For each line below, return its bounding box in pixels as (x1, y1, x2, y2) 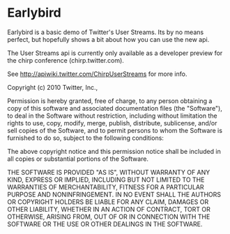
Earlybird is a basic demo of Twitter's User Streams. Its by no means (7, 28, 204, 36)
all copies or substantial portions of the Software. (7, 155, 148, 163)
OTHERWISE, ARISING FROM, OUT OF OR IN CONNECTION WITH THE (7, 212, 210, 221)
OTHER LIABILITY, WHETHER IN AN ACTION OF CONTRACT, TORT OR (7, 205, 210, 213)
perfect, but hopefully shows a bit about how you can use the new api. (7, 35, 210, 43)
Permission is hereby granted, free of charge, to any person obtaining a (7, 96, 213, 105)
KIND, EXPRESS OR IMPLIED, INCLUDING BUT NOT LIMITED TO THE (7, 175, 205, 184)
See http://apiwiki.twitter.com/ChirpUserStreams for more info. (7, 70, 187, 78)
